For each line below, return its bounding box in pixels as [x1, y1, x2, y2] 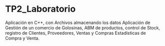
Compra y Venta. [5, 35, 40, 41]
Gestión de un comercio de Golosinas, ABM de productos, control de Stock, [5, 24, 161, 30]
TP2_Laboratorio [5, 3, 76, 15]
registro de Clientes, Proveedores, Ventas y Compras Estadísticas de [5, 30, 146, 36]
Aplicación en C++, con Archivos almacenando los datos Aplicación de [5, 20, 151, 25]
